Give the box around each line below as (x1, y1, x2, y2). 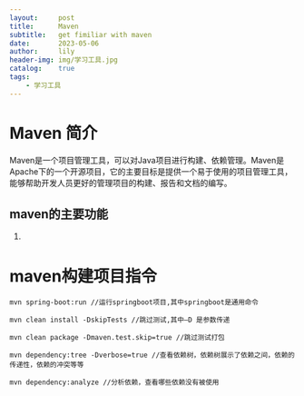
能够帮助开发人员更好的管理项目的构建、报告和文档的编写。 (9, 177, 232, 188)
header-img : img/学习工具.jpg (9, 55, 118, 64)
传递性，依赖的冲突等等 (9, 361, 84, 370)
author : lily (9, 47, 75, 56)
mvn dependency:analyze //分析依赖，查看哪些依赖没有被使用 (9, 378, 220, 387)
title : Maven (9, 22, 79, 31)
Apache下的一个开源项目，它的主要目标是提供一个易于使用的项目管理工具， (9, 165, 293, 177)
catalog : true (9, 64, 75, 74)
